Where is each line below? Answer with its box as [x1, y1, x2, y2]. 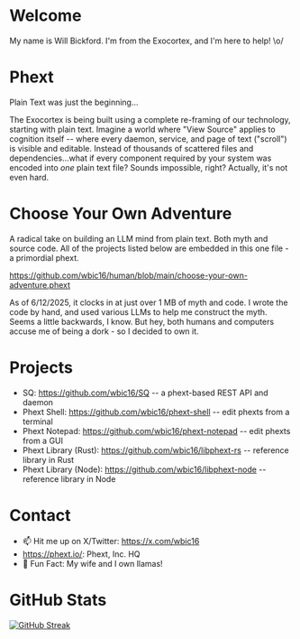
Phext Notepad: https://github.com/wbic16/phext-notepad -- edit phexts [22, 425, 291, 436]
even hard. [9, 171, 50, 182]
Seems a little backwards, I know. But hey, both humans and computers [9, 316, 275, 327]
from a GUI [22, 435, 64, 446]
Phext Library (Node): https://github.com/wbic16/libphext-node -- [22, 464, 267, 475]
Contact [9, 505, 71, 525]
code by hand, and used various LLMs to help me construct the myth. [9, 306, 268, 317]
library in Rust [22, 454, 75, 465]
